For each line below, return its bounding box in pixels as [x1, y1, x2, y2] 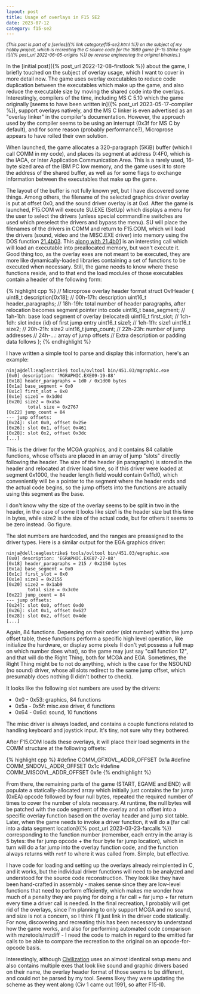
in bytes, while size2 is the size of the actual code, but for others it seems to [6, 514, 193, 522]
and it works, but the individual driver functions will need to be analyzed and [6, 868, 194, 875]
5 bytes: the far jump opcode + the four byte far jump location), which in [6, 838, 184, 845]
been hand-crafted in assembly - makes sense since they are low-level [6, 881, 181, 888]
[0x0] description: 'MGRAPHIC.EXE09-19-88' [6, 373, 116, 379]
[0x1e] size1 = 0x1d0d [6, 394, 63, 400]
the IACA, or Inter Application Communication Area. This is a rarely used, [6, 156, 185, 164]
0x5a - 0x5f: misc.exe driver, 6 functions [14, 702, 115, 710]
